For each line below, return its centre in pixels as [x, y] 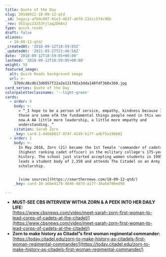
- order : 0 [21, 102]
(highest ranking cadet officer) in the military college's [81, 152]
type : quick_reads [24, 28]
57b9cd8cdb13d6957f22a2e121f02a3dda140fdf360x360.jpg [70, 83]
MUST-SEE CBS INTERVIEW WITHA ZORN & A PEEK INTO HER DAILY [84, 202]
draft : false [19, 33]
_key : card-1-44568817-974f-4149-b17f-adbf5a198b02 [68, 134]
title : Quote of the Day [31, 10]
